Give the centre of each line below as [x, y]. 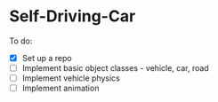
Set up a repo [47, 58]
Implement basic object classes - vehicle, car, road [115, 68]
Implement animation [61, 88]
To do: [21, 41]
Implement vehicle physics [71, 78]
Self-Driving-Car [73, 16]
